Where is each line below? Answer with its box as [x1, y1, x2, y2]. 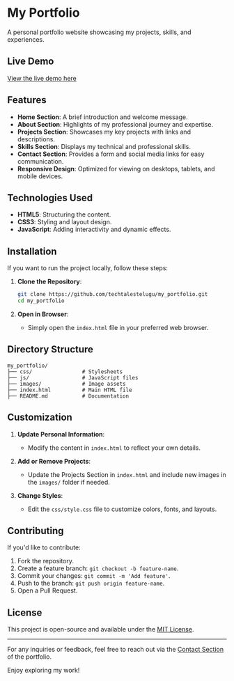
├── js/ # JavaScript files [7, 374, 139, 381]
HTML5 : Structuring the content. [17, 210, 111, 219]
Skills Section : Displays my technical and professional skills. [17, 142, 192, 150]
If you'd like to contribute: [7, 543, 81, 551]
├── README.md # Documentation [7, 392, 130, 400]
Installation [7, 245, 57, 257]
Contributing [7, 524, 64, 537]
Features [7, 94, 47, 106]
